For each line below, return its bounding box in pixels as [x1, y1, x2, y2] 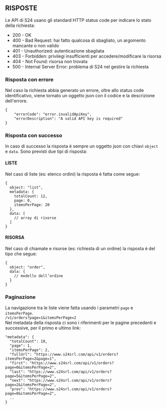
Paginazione [5, 293, 36, 300]
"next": [9, 378, 26, 383]
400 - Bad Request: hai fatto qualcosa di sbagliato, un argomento [12, 37, 146, 43]
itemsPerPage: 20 [14, 202, 50, 207]
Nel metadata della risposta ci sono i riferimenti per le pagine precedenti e [5, 320, 157, 326]
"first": [9, 361, 28, 366]
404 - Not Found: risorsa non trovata [12, 58, 88, 64]
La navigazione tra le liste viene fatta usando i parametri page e [5, 305, 133, 311]
